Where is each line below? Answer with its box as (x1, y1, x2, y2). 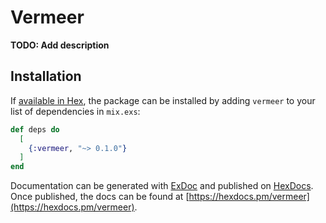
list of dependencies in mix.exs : (10, 105, 141, 117)
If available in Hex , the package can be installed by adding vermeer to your (10, 94, 316, 106)
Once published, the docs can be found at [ (10, 191, 190, 203)
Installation (10, 68, 82, 85)
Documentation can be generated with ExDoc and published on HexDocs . (10, 180, 314, 192)
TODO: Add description (10, 39, 110, 51)
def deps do (10, 124, 60, 135)
